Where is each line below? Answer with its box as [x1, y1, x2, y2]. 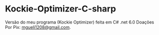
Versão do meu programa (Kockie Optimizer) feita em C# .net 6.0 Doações [5, 19, 154, 25]
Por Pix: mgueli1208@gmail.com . [5, 24, 71, 30]
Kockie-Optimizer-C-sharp [5, 3, 116, 14]
